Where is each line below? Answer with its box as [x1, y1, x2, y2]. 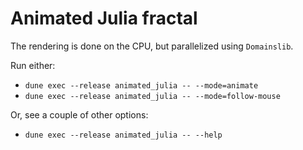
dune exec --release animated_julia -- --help [24, 130, 223, 140]
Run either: [10, 59, 56, 71]
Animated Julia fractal [10, 7, 198, 30]
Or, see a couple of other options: [10, 108, 149, 121]
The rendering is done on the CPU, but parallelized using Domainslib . [10, 40, 294, 52]
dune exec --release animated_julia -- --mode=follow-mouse [24, 91, 281, 101]
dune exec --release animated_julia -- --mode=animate [24, 80, 259, 91]
